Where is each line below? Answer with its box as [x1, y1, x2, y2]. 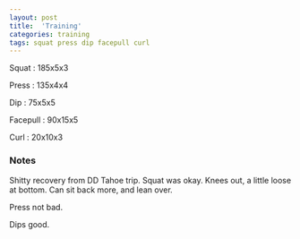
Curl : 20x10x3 [9, 132, 64, 143]
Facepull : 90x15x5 [9, 115, 79, 125]
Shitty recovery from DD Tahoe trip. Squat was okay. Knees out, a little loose [9, 175, 292, 185]
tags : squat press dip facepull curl [9, 38, 150, 47]
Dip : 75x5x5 [9, 98, 56, 108]
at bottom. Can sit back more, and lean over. [9, 184, 173, 195]
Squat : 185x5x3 [9, 63, 69, 73]
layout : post [9, 13, 58, 22]
